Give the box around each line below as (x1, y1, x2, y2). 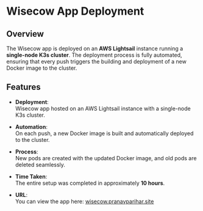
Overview (6, 29, 45, 39)
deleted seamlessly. (15, 161, 66, 168)
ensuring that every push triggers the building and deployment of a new (6, 58, 187, 65)
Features (6, 82, 41, 92)
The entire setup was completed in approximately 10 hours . (15, 179, 165, 187)
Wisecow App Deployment (6, 4, 144, 18)
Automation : (15, 123, 48, 130)
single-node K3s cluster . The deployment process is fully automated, (6, 51, 182, 59)
